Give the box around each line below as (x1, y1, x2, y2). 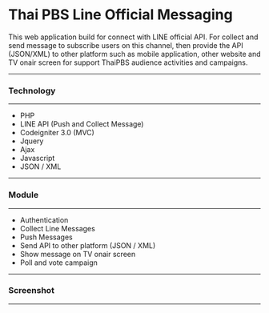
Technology (8, 85, 56, 96)
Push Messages (19, 232, 74, 242)
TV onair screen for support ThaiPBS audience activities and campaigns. (8, 58, 248, 67)
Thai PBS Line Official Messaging (8, 6, 234, 24)
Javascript (19, 154, 55, 163)
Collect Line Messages (19, 223, 96, 233)
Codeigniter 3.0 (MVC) (19, 128, 94, 138)
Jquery (19, 136, 44, 146)
